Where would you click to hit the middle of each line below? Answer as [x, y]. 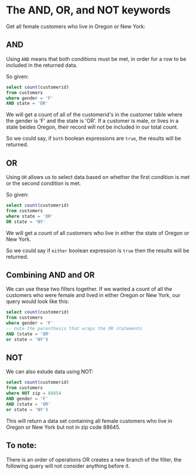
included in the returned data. [42, 65]
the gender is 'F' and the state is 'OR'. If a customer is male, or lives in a [92, 121]
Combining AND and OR [50, 275]
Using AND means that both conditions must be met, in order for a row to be [96, 58]
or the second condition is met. [44, 183]
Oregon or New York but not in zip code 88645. [63, 427]
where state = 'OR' [30, 216]
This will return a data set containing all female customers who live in [89, 421]
